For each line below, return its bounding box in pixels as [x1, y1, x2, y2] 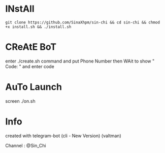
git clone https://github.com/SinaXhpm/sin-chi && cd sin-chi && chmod [5, 20, 160, 25]
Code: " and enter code [5, 63, 54, 69]
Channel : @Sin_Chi [5, 142, 47, 148]
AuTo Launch [5, 81, 62, 93]
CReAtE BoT [5, 41, 57, 53]
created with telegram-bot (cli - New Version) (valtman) [5, 133, 122, 139]
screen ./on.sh [5, 98, 36, 104]
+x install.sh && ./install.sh [5, 24, 72, 29]
